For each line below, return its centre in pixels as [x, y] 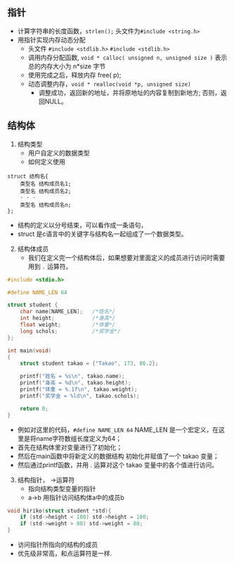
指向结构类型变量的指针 [62, 489]
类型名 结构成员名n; [46, 205]
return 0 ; [34, 408]
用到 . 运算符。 [50, 266]
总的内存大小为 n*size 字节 [67, 66]
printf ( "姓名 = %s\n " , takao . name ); [72, 376]
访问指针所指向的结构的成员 [58, 545]
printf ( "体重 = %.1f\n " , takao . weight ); [79, 389]
